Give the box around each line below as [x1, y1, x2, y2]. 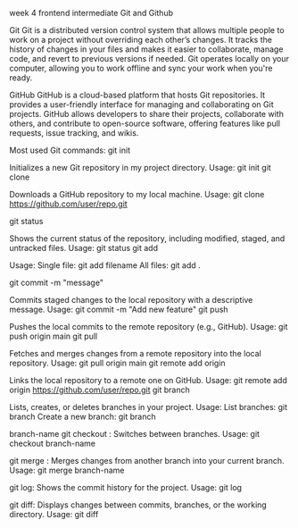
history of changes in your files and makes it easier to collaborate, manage [9, 44, 284, 54]
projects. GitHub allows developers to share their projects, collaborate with [9, 109, 284, 119]
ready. [9, 72, 33, 83]
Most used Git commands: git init [9, 145, 131, 155]
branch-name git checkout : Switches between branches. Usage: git [9, 429, 261, 439]
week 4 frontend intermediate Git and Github [9, 8, 174, 18]
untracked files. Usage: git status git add [9, 243, 159, 253]
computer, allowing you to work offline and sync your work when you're [9, 63, 274, 73]
